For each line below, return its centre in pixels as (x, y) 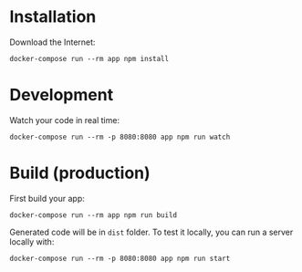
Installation (53, 17)
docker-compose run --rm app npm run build (94, 215)
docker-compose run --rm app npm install (89, 58)
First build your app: (47, 198)
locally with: (32, 241)
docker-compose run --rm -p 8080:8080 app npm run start (120, 258)
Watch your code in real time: (65, 120)
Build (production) (80, 173)
